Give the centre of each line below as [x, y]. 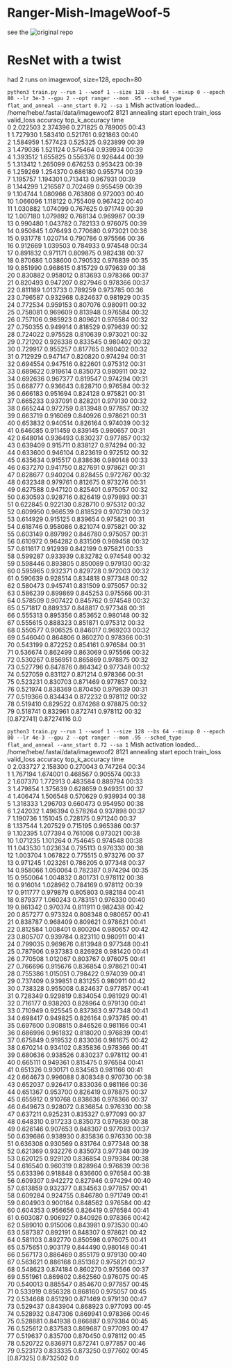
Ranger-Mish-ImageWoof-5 [89, 13]
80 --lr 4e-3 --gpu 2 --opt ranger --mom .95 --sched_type [94, 738]
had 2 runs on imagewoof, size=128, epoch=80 [75, 79]
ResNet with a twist [64, 60]
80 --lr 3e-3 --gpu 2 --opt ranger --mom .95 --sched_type [94, 98]
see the [18, 32]
